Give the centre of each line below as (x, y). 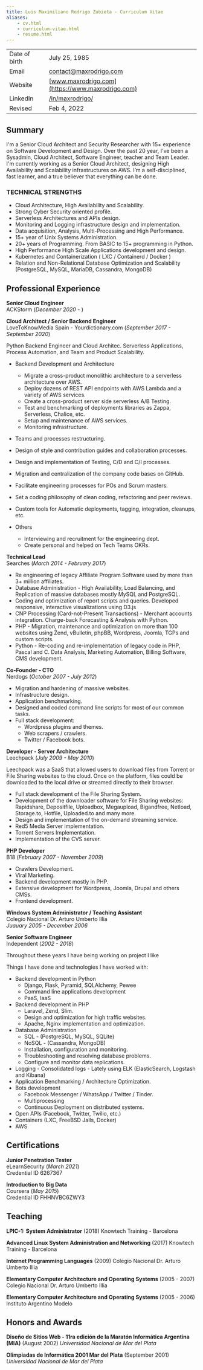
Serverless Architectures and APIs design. (68, 218)
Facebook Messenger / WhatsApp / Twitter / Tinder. (89, 1094)
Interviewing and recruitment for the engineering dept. (92, 539)
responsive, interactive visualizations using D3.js (76, 607)
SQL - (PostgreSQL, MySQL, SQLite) (69, 1036)
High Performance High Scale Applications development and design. (100, 250)
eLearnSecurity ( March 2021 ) (43, 1166)
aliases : (17, 18)
